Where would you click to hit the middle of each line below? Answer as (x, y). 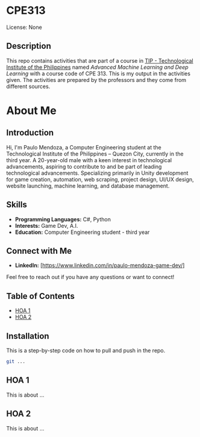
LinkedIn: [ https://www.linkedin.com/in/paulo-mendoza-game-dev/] (100, 265)
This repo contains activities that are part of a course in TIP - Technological (100, 60)
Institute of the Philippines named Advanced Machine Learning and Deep (97, 67)
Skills (17, 205)
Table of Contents (41, 296)
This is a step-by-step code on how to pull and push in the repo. (86, 351)
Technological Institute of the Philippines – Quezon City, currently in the (95, 154)
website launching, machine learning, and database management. (88, 186)
